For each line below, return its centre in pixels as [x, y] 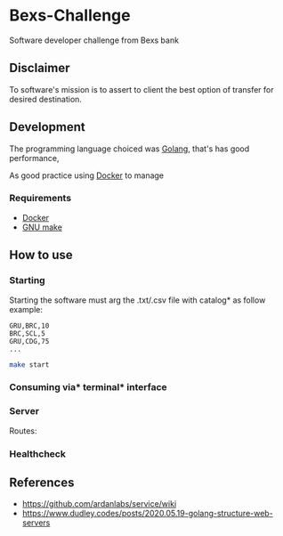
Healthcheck [38, 453]
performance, [34, 158]
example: [26, 309]
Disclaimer [40, 68]
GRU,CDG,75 [29, 341]
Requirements [40, 199]
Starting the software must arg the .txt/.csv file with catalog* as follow [137, 300]
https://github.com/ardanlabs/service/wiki [99, 504]
